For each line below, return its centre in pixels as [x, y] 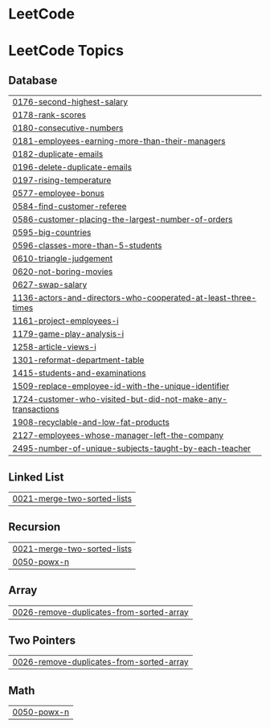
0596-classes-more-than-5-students [87, 246]
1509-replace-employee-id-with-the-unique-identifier [121, 386]
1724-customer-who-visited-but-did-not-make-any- [120, 399]
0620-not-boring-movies [63, 272]
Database [33, 80]
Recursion [35, 527]
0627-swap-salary [50, 284]
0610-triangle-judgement [63, 259]
